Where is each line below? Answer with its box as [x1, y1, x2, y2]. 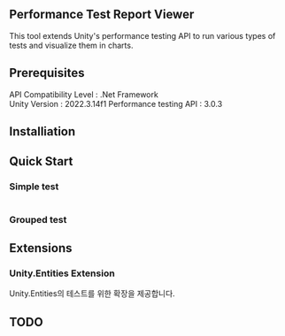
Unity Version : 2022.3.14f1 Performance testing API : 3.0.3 [9, 98, 223, 109]
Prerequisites [9, 65, 85, 80]
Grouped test [9, 213, 67, 225]
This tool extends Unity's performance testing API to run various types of [9, 30, 276, 41]
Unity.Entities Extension [9, 267, 115, 279]
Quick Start [9, 154, 73, 169]
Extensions [9, 241, 73, 256]
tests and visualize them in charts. [9, 40, 134, 50]
